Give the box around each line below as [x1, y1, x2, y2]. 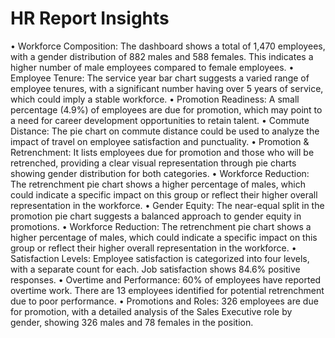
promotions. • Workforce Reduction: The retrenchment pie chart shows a [10, 220, 312, 232]
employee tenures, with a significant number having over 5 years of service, [10, 82, 324, 94]
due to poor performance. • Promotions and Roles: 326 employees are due [10, 295, 319, 307]
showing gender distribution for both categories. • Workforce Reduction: [10, 167, 310, 179]
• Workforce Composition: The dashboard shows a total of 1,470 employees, [10, 40, 326, 52]
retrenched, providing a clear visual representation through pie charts [10, 157, 297, 169]
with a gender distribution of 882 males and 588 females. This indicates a [10, 50, 314, 62]
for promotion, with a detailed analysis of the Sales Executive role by [10, 305, 293, 317]
